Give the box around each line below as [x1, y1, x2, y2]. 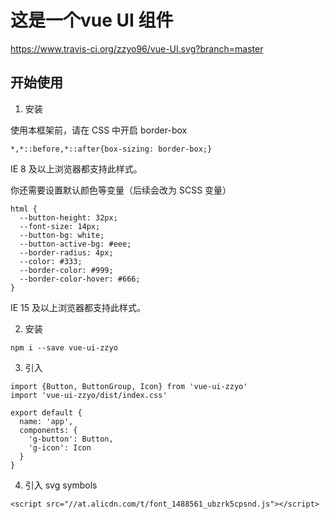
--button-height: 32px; [19, 212, 118, 223]
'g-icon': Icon [28, 442, 92, 453]
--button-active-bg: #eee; [19, 239, 132, 249]
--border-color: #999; [19, 265, 114, 275]
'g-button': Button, [28, 434, 114, 444]
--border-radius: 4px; [19, 247, 114, 258]
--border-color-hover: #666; [19, 274, 141, 284]
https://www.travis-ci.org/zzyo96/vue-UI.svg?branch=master [10, 42, 264, 55]
